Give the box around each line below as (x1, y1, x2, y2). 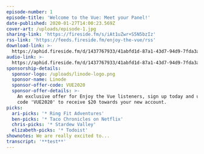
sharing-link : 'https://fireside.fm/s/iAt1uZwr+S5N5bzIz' (6, 32, 156, 38)
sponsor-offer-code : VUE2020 (12, 82, 86, 89)
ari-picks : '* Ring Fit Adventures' (12, 110, 104, 116)
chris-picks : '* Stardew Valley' (12, 122, 97, 128)
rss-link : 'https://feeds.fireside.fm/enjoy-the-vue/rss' (6, 37, 156, 43)
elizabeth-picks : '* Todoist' (12, 127, 88, 133)
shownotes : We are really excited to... (6, 133, 110, 139)
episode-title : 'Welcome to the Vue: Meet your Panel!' (6, 15, 151, 21)
